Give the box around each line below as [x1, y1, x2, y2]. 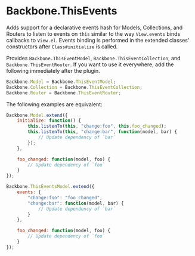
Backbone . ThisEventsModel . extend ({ [6, 184, 95, 190]
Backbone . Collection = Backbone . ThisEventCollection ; [6, 84, 143, 90]
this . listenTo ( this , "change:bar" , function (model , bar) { [27, 129, 178, 135]
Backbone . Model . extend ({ [6, 112, 68, 118]
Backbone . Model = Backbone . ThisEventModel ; [6, 79, 116, 85]
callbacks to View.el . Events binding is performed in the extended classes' [6, 36, 190, 44]
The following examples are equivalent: [6, 100, 103, 108]
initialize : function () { [17, 118, 82, 124]
